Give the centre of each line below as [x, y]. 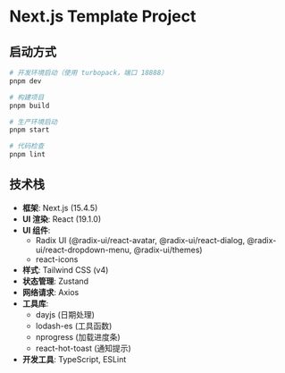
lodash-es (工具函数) [74, 326]
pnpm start [29, 130]
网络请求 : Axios [50, 292]
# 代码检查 [27, 146]
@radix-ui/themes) [168, 250]
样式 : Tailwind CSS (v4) [65, 269]
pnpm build [29, 106]
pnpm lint [28, 155]
